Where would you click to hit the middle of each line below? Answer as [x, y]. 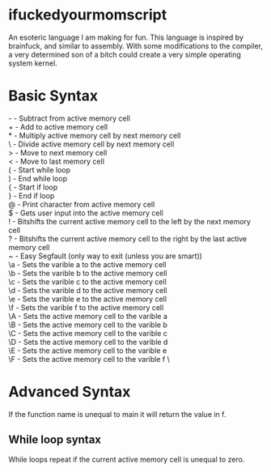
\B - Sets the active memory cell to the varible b [88, 325]
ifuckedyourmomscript [88, 15]
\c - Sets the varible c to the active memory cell [88, 282]
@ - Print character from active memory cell [82, 204]
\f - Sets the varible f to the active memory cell [86, 307]
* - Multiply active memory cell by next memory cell [95, 135]
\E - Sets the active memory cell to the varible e [88, 351]
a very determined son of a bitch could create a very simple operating [125, 54]
